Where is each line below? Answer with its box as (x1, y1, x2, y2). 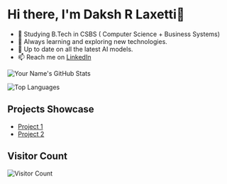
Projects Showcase (7, 103, 94, 115)
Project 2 (17, 130, 45, 138)
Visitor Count (7, 150, 67, 162)
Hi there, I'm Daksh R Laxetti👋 (7, 6, 185, 23)
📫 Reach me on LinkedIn (17, 52, 92, 61)
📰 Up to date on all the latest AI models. (17, 45, 133, 53)
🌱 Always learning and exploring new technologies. (17, 37, 168, 45)
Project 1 (17, 122, 43, 130)
